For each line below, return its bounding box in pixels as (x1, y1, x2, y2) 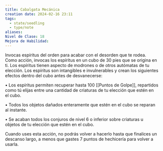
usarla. (5, 141, 19, 147)
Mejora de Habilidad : (5, 39, 49, 44)
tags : (5, 16, 16, 21)
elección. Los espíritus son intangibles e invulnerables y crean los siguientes (5, 67, 159, 73)
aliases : (5, 30, 23, 34)
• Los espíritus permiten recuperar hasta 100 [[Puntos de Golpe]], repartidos (5, 82, 159, 88)
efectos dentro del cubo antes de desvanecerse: (5, 72, 103, 78)
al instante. (5, 107, 27, 113)
